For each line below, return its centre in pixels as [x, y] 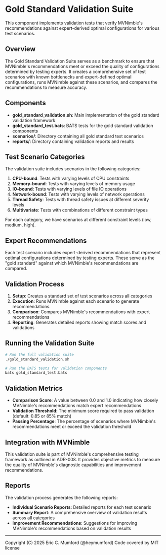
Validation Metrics [34, 388]
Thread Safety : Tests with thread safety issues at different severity [81, 200]
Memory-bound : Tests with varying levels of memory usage [74, 184]
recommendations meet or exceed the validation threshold [72, 427]
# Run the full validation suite [40, 354]
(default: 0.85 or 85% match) [42, 416]
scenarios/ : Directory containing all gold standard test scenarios [78, 136]
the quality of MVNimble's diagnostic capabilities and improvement [73, 465]
